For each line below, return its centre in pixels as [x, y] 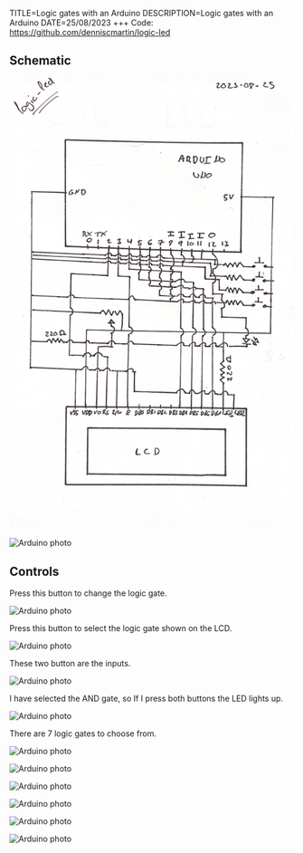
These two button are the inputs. [70, 664]
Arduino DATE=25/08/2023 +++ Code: [81, 23]
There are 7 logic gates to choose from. [83, 733]
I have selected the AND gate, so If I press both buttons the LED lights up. [146, 699]
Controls [34, 571]
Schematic [40, 61]
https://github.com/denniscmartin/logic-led [90, 32]
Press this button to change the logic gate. [88, 593]
